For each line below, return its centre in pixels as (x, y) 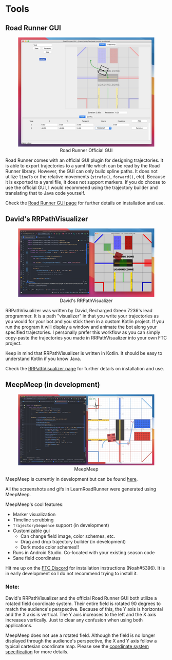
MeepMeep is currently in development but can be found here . (72, 479)
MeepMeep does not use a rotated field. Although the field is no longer (80, 635)
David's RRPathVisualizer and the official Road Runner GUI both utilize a (81, 598)
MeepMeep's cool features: (34, 504)
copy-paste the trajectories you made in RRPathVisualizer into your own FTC (86, 337)
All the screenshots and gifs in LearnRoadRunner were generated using (81, 489)
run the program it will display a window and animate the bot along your (81, 327)
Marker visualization (34, 515)
